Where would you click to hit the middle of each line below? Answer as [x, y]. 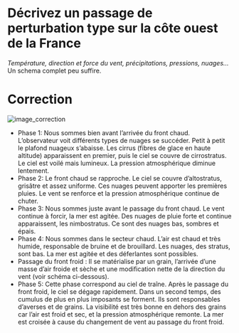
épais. [27, 231]
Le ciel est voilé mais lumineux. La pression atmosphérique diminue [116, 163]
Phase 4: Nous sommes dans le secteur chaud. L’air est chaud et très [119, 238]
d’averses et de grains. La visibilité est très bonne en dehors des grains [122, 307]
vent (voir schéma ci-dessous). [63, 276]
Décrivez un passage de [80, 13]
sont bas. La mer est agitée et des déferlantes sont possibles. [108, 253]
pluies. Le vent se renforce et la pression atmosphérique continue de [118, 193]
